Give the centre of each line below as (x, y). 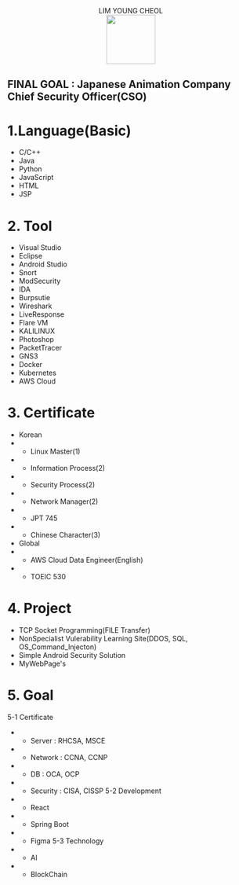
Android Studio (43, 264)
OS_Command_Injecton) (58, 647)
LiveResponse (42, 314)
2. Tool (30, 226)
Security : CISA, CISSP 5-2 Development (96, 791)
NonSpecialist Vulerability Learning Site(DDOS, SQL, (103, 639)
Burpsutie (34, 298)
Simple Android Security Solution (72, 655)
